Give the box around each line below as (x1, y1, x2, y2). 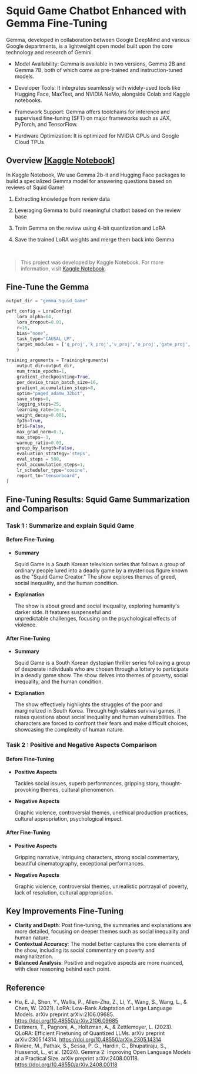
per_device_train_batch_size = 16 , (16, 379, 99, 385)
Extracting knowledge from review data (14, 195, 111, 202)
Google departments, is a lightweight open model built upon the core (6, 43, 173, 50)
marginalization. (14, 953, 54, 960)
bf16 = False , (16, 423, 46, 429)
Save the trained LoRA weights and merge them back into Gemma (14, 236, 175, 243)
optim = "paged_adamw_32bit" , (16, 390, 85, 396)
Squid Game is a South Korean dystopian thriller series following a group (14, 660, 191, 667)
